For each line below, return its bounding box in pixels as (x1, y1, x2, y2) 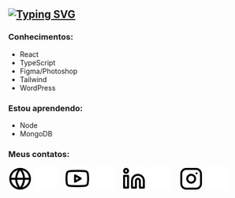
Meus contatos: (8, 148, 70, 159)
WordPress (19, 83, 56, 92)
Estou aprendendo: (8, 103, 84, 114)
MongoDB (19, 129, 53, 138)
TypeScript (19, 58, 56, 67)
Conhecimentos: (8, 32, 73, 43)
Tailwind (19, 74, 47, 84)
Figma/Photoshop (19, 66, 78, 76)
